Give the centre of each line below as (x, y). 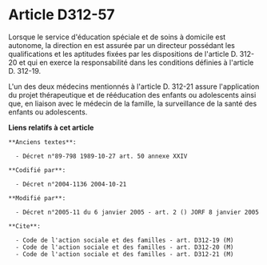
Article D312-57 (62, 15)
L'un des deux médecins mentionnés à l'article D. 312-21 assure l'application (134, 86)
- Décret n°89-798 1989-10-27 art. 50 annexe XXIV (102, 156)
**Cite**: (25, 226)
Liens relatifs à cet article (51, 127)
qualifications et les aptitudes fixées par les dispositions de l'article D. (123, 54)
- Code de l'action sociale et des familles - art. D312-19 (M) (125, 240)
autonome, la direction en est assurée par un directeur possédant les (122, 45)
